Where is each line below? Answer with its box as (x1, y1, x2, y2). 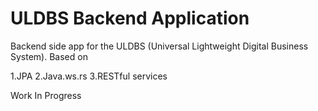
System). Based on (10, 50, 88, 62)
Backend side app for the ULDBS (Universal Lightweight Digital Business (10, 40, 309, 52)
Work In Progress (10, 89, 82, 101)
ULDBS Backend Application (10, 7, 250, 30)
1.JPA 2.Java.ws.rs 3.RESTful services (10, 70, 168, 82)
